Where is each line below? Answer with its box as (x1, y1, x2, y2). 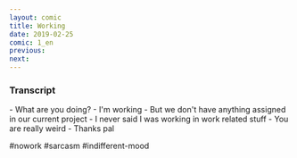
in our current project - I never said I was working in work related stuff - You (9, 113, 289, 125)
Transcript (9, 84, 56, 96)
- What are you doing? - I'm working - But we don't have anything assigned (9, 104, 286, 115)
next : (9, 54, 29, 63)
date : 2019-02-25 (9, 29, 74, 38)
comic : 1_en (9, 37, 54, 47)
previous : (9, 46, 46, 55)
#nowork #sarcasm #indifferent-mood (9, 140, 150, 152)
